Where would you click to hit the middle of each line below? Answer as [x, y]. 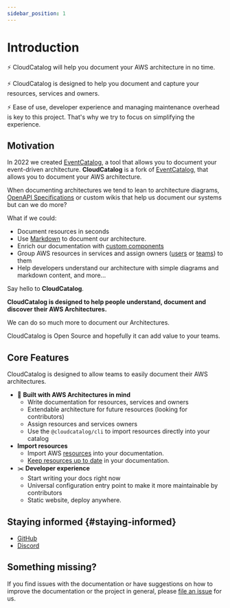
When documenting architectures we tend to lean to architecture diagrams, [113, 191]
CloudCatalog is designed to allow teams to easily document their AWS [107, 374]
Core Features [38, 357]
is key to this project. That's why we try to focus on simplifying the [101, 117]
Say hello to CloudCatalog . [46, 289]
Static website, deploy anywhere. [74, 500]
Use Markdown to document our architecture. [81, 239]
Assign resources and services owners [82, 424]
